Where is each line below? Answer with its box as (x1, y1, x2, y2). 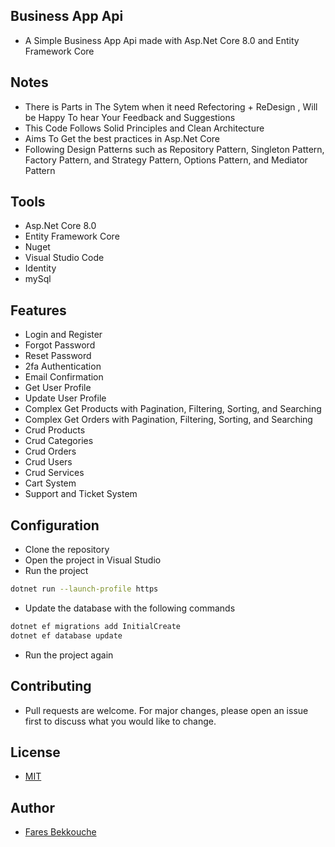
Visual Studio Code (24, 252, 105, 264)
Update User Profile (24, 392, 107, 404)
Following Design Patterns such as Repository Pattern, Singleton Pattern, (24, 143, 325, 155)
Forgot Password (24, 339, 96, 351)
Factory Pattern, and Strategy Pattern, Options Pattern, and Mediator (24, 154, 308, 166)
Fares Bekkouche (24, 826, 97, 838)
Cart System (24, 477, 77, 489)
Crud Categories (24, 435, 94, 447)
